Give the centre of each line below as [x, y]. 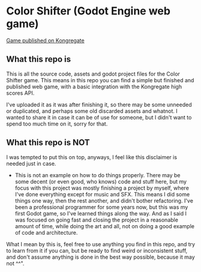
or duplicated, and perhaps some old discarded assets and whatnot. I [92, 111]
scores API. [20, 93]
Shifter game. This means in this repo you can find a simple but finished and [100, 80]
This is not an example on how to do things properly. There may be [97, 175]
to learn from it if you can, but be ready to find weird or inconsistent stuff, [97, 250]
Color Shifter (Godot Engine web [88, 11]
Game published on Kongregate [46, 40]
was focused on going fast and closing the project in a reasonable [97, 220]
